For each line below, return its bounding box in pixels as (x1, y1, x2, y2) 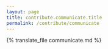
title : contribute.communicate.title (6, 15, 103, 21)
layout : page (6, 8, 40, 15)
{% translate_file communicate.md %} (6, 37, 102, 44)
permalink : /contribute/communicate (6, 20, 99, 26)
